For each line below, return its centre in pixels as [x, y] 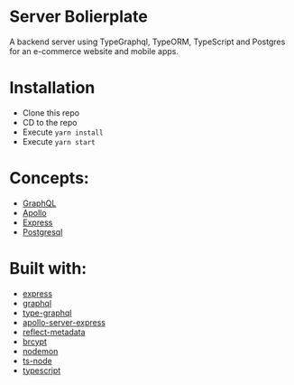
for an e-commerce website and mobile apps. [94, 51]
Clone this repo [51, 113]
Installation [52, 88]
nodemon [40, 351]
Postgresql [42, 231]
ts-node [37, 361]
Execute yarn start [59, 141]
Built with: [48, 268]
